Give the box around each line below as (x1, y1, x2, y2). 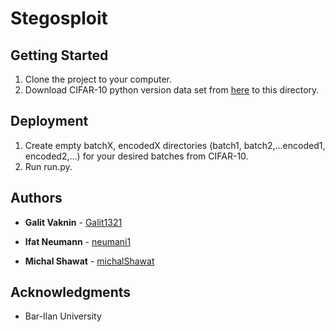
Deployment (10, 113, 89, 130)
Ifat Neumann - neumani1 (24, 235, 132, 247)
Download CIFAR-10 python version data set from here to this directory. (24, 84, 320, 96)
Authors (10, 190, 63, 207)
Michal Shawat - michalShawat (24, 255, 155, 267)
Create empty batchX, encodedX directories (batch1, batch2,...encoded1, (24, 139, 326, 151)
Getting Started (10, 47, 109, 64)
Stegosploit (10, 7, 108, 30)
